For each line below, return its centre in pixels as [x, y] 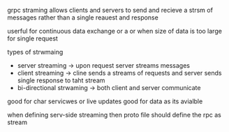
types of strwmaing [35, 52]
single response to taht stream [61, 80]
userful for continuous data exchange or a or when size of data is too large [114, 31]
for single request [32, 38]
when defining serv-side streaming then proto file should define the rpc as [114, 115]
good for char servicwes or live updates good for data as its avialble [105, 101]
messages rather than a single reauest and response [83, 17]
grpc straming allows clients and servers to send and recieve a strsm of [110, 10]
